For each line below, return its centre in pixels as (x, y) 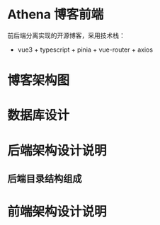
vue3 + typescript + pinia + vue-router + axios (85, 50)
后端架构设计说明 (57, 150)
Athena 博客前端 (56, 15)
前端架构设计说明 (57, 212)
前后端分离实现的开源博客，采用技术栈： (66, 35)
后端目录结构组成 (45, 179)
